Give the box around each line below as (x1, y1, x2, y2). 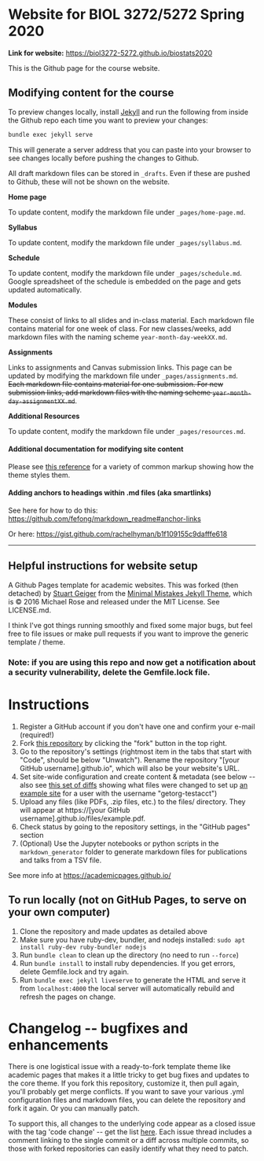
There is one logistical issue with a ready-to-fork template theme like (8, 1062, 231, 1071)
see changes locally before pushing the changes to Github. (8, 153, 200, 163)
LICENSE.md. (8, 605, 52, 615)
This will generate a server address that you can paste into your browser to (8, 145, 251, 154)
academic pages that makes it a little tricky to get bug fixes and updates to (8, 1071, 250, 1080)
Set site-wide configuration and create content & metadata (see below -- (19, 772, 256, 781)
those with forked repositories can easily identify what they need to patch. (8, 1144, 249, 1153)
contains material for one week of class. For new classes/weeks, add (8, 324, 232, 333)
